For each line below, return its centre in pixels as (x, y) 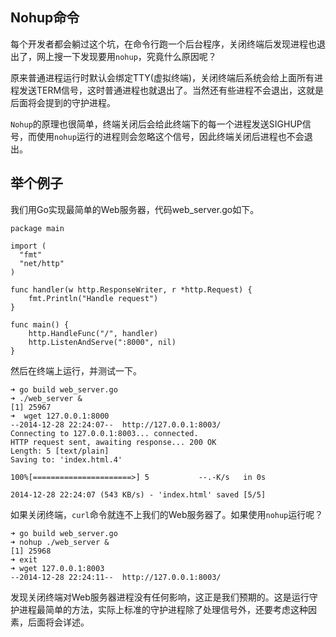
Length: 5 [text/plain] (60, 451)
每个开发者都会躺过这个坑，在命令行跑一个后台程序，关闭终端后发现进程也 (163, 44)
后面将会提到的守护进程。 (63, 102)
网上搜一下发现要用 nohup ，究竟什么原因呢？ (126, 56)
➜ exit (24, 559)
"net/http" (42, 263)
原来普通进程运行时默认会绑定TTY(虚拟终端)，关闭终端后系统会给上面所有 (162, 77)
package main (37, 228)
